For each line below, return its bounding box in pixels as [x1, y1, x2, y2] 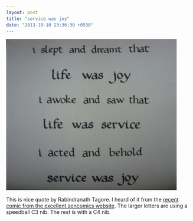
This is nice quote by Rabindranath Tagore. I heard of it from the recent [6, 196, 179, 203]
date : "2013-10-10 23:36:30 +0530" [6, 22, 94, 28]
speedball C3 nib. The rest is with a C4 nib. [6, 209, 111, 216]
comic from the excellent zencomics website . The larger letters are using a [6, 202, 188, 209]
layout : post [6, 9, 38, 15]
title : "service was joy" [6, 15, 70, 22]
